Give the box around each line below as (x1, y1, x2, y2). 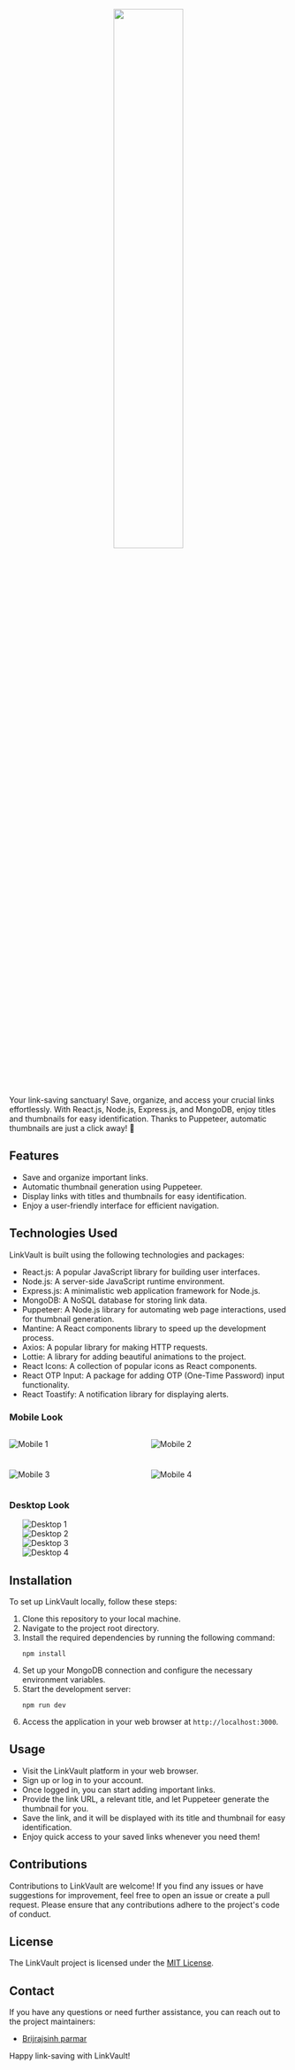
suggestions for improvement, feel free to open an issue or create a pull (9, 1889, 270, 1900)
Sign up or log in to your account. (21, 1774, 144, 1785)
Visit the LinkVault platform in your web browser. (21, 1766, 199, 1776)
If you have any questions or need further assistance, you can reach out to (9, 2007, 281, 2018)
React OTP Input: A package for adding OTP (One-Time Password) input (21, 1370, 285, 1381)
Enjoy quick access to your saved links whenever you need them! (21, 1831, 261, 1842)
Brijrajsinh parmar (21, 2034, 87, 2044)
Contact (9, 1983, 55, 1998)
